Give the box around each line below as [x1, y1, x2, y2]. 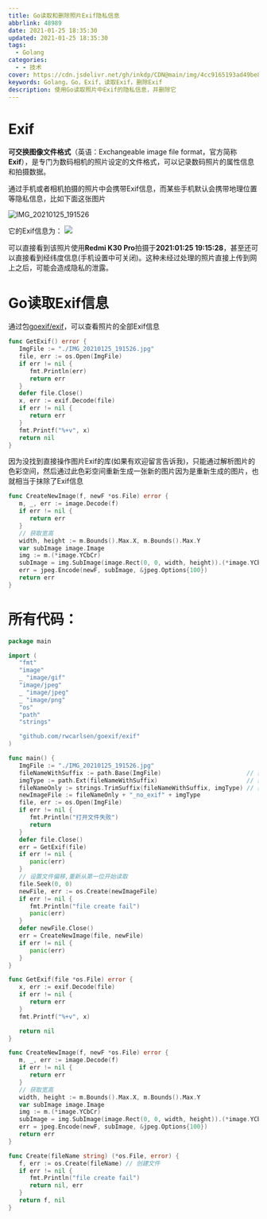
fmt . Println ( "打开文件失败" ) [29, 813, 119, 822]
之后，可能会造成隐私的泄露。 [14, 263, 113, 273]
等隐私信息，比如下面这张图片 [8, 194, 106, 204]
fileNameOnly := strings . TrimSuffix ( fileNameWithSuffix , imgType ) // [18, 784, 254, 792]
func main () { [8, 754, 56, 762]
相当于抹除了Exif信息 [14, 477, 83, 486]
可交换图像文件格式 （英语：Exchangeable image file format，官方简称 [8, 147, 238, 157]
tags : [8, 41, 26, 49]
